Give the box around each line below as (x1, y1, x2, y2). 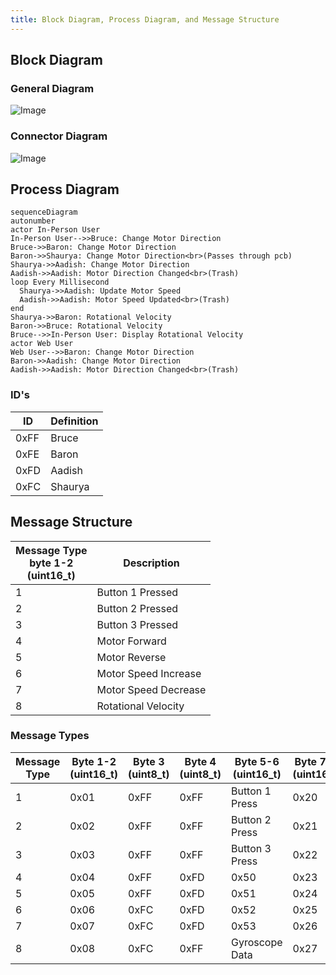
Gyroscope (230, 935, 283, 949)
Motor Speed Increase (96, 666, 202, 680)
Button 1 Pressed (96, 585, 179, 599)
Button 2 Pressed (96, 601, 179, 615)
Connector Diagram (10, 129, 108, 143)
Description (123, 556, 180, 570)
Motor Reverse (96, 650, 167, 664)
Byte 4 (184, 754, 217, 768)
